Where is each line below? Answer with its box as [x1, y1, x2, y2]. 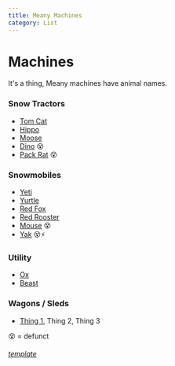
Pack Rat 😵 [19, 150, 58, 159]
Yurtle [19, 196, 39, 205]
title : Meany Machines [8, 11, 82, 20]
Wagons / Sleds [8, 298, 69, 309]
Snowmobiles [8, 169, 61, 180]
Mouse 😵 [19, 221, 52, 231]
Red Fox [19, 204, 46, 213]
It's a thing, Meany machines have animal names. [8, 79, 167, 88]
